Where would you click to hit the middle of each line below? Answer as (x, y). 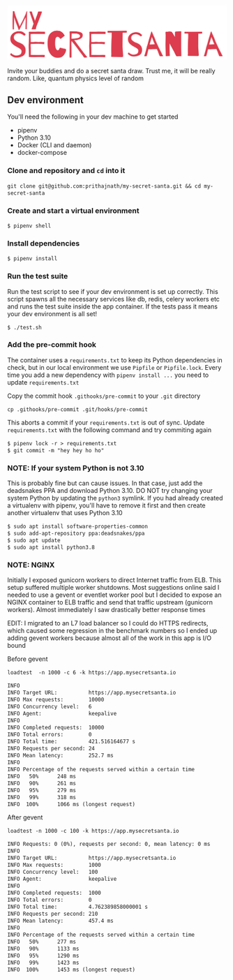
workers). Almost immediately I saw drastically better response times (106, 610)
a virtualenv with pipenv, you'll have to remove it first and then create (106, 505)
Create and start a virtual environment (73, 210)
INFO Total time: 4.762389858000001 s (78, 907)
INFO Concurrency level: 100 (53, 872)
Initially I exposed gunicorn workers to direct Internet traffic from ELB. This (114, 580)
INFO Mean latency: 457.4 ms (60, 921)
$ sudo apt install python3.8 (51, 548)
